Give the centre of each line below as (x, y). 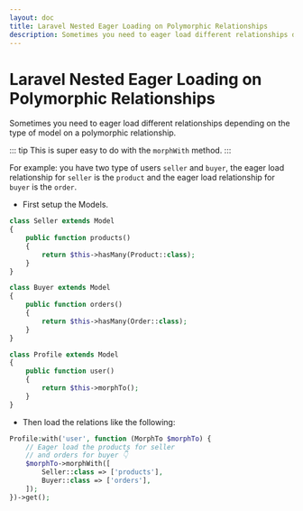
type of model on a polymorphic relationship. (93, 133)
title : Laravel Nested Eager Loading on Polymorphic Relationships (139, 26)
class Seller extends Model (62, 221)
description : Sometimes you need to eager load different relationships (149, 34)
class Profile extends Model (64, 354)
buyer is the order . (43, 187)
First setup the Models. (65, 205)
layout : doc (32, 18)
